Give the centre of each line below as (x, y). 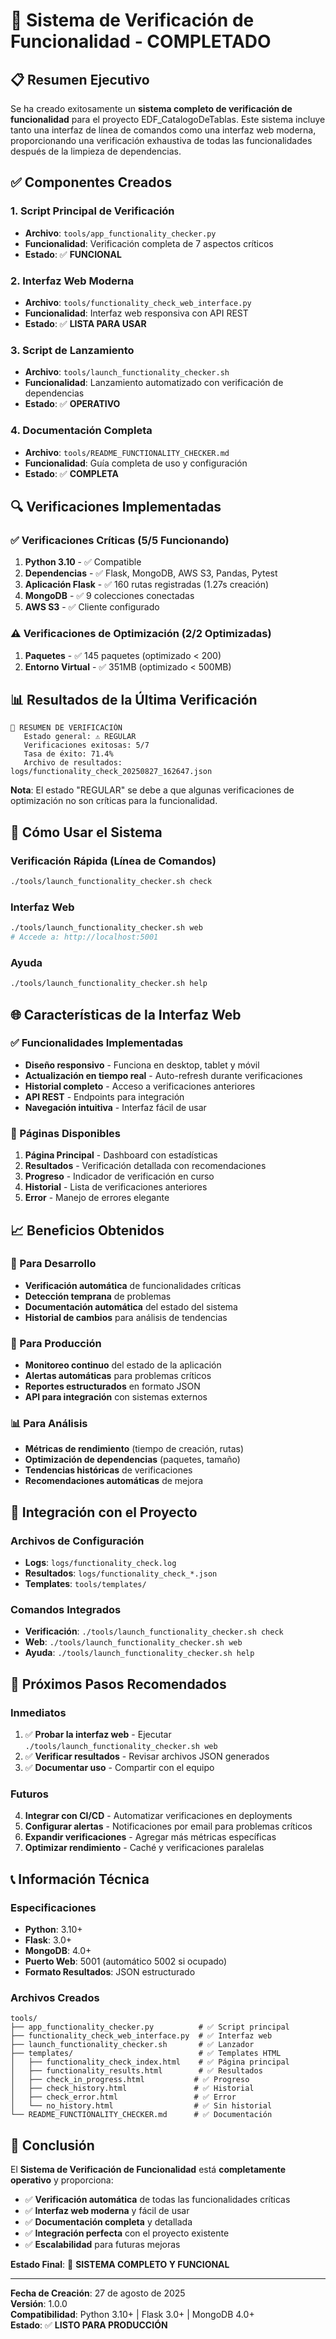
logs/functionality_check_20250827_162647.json (111, 772)
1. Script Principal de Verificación (92, 211)
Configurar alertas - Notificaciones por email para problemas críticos (168, 1826)
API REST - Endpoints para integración (104, 1096)
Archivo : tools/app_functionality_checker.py (120, 233)
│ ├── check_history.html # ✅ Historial (132, 2089)
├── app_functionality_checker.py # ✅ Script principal (150, 2027)
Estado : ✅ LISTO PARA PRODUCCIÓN (89, 2325)
